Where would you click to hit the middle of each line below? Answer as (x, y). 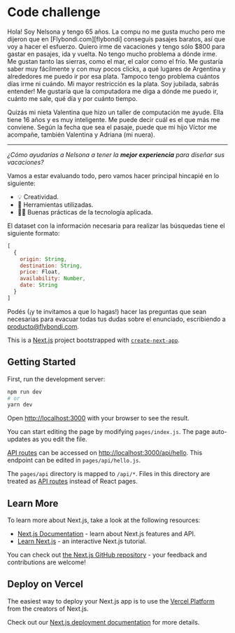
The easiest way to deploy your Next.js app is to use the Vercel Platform (111, 601)
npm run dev (24, 392)
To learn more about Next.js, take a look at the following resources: (104, 520)
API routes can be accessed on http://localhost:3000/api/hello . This (105, 453)
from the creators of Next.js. (48, 608)
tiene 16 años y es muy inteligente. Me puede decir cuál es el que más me (114, 119)
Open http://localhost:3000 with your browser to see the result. (99, 418)
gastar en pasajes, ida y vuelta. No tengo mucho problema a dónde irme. (112, 54)
